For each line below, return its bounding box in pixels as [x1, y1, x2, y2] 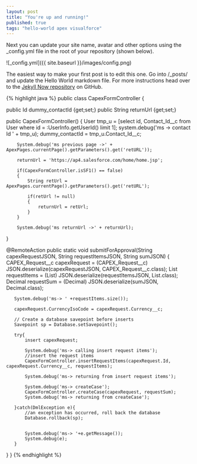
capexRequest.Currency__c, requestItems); [6, 363, 113, 369]
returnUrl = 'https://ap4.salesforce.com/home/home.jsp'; [17, 158, 163, 164]
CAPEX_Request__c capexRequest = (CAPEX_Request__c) [6, 259, 148, 267]
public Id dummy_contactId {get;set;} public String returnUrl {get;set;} [6, 106, 177, 113]
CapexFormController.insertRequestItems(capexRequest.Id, [24, 358, 171, 364]
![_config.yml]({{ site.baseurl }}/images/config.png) [6, 59, 132, 66]
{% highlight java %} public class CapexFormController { [6, 95, 144, 102]
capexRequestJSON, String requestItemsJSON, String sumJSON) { [6, 253, 170, 260]
